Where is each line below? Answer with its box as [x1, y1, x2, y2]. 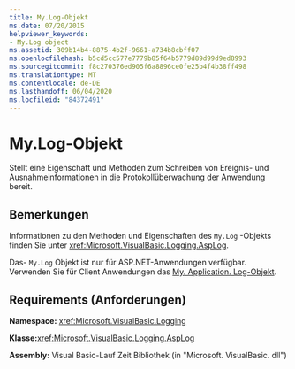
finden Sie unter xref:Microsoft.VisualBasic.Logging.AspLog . [9, 240, 230, 250]
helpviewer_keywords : [9, 29, 89, 38]
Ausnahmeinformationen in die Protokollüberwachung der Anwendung [9, 172, 266, 182]
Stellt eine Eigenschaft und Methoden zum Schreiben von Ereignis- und [9, 163, 269, 173]
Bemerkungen [9, 207, 90, 222]
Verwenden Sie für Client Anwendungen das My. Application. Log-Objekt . [9, 266, 277, 277]
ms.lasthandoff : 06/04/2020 [9, 87, 113, 96]
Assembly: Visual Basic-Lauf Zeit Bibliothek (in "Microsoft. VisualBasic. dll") [9, 350, 287, 360]
